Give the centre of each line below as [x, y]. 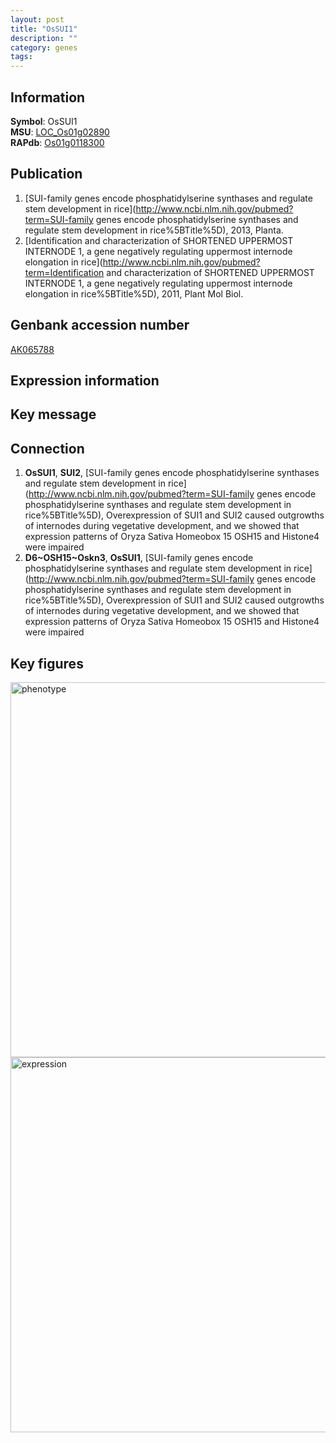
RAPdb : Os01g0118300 [57, 142]
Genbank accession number [100, 325]
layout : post [37, 19]
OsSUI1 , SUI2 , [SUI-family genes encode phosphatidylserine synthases [172, 473]
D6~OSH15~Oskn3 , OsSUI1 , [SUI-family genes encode [139, 558]
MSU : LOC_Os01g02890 [60, 132]
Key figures [47, 663]
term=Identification [64, 272]
